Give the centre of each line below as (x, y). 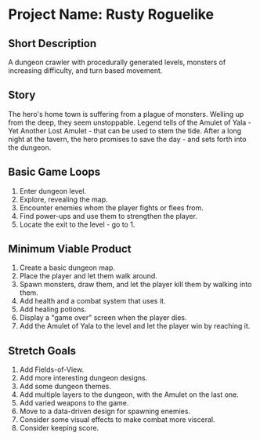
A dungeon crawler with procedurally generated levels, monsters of (117, 62)
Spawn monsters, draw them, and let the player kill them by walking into (135, 285)
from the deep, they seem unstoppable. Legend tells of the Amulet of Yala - (130, 122)
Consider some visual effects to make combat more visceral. (117, 420)
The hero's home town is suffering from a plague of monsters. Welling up (126, 114)
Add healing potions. (53, 309)
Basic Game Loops (54, 172)
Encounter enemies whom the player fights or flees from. (111, 207)
